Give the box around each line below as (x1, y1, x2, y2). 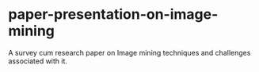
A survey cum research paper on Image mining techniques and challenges (8, 48, 251, 57)
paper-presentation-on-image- (8, 5, 219, 23)
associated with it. (8, 56, 68, 66)
